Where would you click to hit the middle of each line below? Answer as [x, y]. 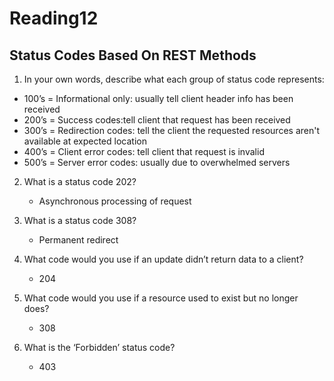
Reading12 [54, 18]
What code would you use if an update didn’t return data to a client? [163, 259]
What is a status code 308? [80, 220]
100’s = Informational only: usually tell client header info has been [158, 98]
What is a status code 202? [80, 181]
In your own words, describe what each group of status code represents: [174, 79]
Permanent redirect [78, 240]
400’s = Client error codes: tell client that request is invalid [144, 151]
